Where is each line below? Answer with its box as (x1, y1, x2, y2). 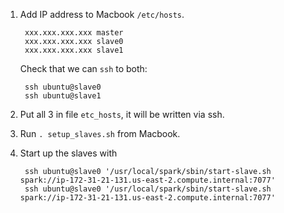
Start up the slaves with (19, 147, 118, 159)
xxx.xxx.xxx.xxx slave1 (24, 45, 124, 55)
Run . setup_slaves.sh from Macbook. (19, 128, 181, 139)
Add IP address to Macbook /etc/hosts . (19, 9, 185, 20)
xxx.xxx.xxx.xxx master (24, 28, 124, 38)
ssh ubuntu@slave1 (24, 91, 102, 101)
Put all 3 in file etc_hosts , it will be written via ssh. (19, 109, 225, 120)
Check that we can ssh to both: (19, 63, 148, 74)
